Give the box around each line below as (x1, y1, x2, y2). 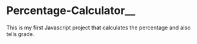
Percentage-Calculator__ (6, 4, 135, 18)
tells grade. (6, 30, 35, 37)
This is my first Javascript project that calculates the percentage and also (6, 24, 191, 31)
